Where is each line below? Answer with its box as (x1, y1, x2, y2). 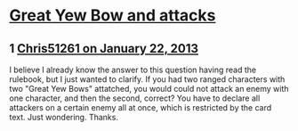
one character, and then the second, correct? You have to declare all (9, 93, 261, 103)
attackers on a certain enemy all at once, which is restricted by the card (9, 102, 272, 112)
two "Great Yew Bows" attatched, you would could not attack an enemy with (9, 84, 289, 94)
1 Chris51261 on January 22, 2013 (9, 41, 198, 56)
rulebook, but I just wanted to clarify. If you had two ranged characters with (9, 74, 286, 85)
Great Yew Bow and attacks (9, 5, 216, 26)
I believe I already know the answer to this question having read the (9, 64, 256, 75)
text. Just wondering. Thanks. (9, 112, 118, 122)
